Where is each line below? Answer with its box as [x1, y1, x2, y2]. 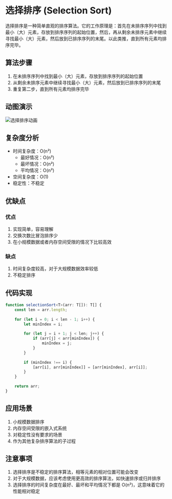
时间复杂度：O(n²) [12, 148, 52, 154]
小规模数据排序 [12, 418, 45, 424]
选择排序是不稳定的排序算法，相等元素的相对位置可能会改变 [12, 469, 139, 475]
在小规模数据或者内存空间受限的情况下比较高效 [12, 239, 112, 245]
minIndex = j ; [41, 341, 72, 346]
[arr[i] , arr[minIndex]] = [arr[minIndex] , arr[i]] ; [32, 364, 147, 370]
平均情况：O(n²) [20, 168, 55, 174]
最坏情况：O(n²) [20, 161, 55, 167]
